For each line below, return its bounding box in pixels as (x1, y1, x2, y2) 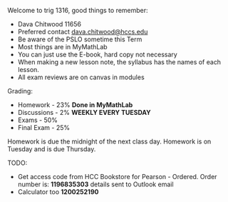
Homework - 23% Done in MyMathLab (17, 101, 133, 109)
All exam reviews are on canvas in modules (17, 73, 145, 81)
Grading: (7, 87, 33, 95)
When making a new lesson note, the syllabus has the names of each (17, 58, 222, 66)
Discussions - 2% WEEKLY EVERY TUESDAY (17, 108, 151, 116)
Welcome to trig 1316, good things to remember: (7, 6, 148, 14)
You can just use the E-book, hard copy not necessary (17, 50, 178, 59)
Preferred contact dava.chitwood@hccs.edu (17, 28, 148, 36)
